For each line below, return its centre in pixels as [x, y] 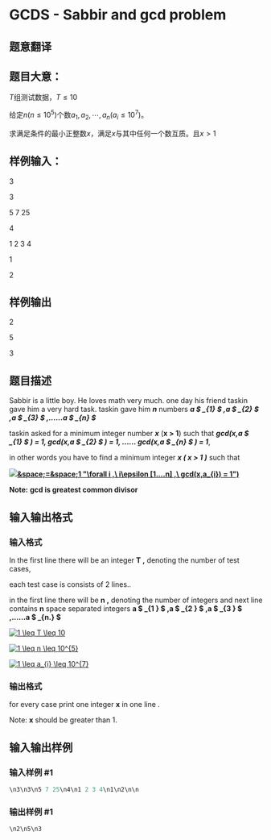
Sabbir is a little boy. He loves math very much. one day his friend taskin [129, 401]
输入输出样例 [41, 747]
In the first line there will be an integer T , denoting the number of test [124, 560]
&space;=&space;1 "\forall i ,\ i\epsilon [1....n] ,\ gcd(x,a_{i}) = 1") [128, 474]
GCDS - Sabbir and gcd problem [118, 15]
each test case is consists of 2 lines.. [70, 584]
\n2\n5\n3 [26, 829]
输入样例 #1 [31, 772]
